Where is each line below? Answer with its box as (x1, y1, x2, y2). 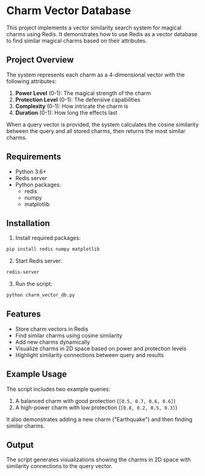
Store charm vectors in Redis (15, 325, 89, 333)
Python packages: (15, 181, 61, 188)
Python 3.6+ (15, 168, 47, 175)
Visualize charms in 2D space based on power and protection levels (15, 344, 187, 352)
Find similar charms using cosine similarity (15, 331, 122, 339)
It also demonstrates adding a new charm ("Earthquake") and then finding (6, 415, 193, 423)
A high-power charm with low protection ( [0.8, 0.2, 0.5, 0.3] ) (15, 404, 177, 411)
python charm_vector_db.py (6, 292, 75, 298)
